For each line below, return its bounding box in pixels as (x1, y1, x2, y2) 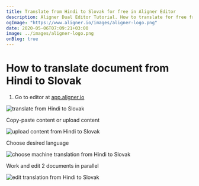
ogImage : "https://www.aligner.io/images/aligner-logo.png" (6, 19, 158, 25)
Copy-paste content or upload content (6, 116, 100, 123)
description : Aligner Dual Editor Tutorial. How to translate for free (6, 14, 187, 20)
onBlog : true (6, 36, 38, 42)
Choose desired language (6, 139, 69, 146)
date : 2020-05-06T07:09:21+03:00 (6, 25, 89, 31)
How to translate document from (6, 61, 169, 75)
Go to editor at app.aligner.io (14, 93, 85, 100)
